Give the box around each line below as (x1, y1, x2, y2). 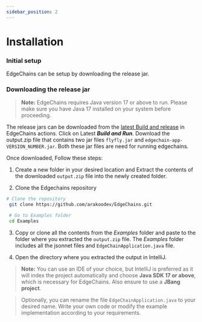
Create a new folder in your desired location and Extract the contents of (14, 166, 194, 173)
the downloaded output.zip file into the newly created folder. (14, 173, 168, 180)
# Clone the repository (6, 196, 66, 202)
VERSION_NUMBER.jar (6, 144, 55, 150)
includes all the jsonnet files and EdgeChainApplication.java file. (14, 242, 175, 249)
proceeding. (21, 112, 51, 119)
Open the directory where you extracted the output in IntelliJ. (14, 253, 167, 260)
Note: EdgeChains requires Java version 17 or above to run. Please (21, 99, 188, 106)
